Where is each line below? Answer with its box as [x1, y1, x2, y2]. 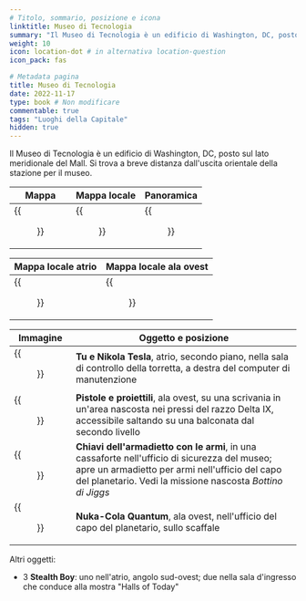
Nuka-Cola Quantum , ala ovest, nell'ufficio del [76, 510, 278, 523]
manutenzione [76, 373, 138, 386]
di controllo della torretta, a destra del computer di [76, 362, 291, 375]
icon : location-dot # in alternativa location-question [9, 47, 226, 57]
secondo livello [76, 426, 141, 439]
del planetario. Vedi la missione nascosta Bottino [76, 475, 283, 488]
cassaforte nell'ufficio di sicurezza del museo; [76, 452, 272, 465]
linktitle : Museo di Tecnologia [9, 22, 132, 31]
